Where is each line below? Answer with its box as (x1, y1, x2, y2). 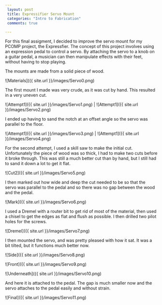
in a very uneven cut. (5, 92, 47, 98)
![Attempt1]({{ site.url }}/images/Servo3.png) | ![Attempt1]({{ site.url (5, 131, 139, 137)
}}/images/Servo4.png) (5, 136, 51, 142)
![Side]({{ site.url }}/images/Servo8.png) (5, 252, 86, 258)
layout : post (7, 7, 34, 12)
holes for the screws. (5, 219, 47, 225)
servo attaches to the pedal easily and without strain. (5, 285, 111, 291)
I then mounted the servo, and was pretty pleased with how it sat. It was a (5, 238, 152, 244)
